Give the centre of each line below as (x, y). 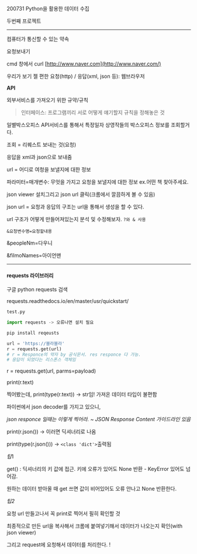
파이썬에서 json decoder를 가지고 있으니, (54, 407)
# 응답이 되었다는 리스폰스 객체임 (41, 360)
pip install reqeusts (33, 333)
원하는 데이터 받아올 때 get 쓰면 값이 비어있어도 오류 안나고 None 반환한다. (92, 489)
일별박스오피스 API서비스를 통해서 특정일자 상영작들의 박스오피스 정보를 (88, 125)
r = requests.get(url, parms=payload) (51, 371)
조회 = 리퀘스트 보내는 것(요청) (42, 144)
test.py (16, 312)
